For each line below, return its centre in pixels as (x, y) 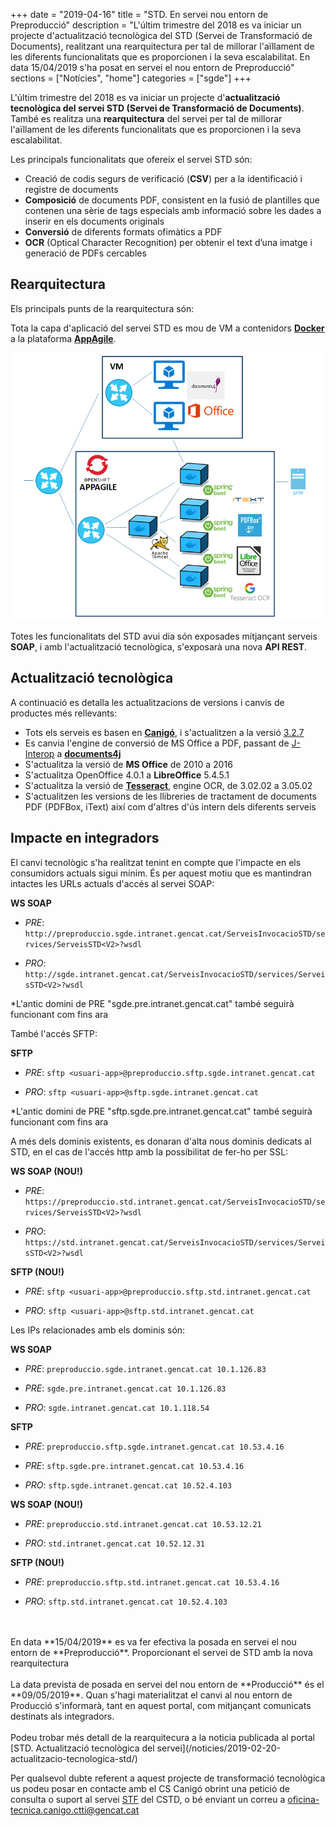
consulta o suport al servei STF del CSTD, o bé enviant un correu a (148, 1799)
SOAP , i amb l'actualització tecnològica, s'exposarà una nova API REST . (159, 646)
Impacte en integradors (85, 838)
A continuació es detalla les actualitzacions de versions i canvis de (147, 702)
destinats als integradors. (62, 1716)
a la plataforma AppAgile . (63, 338)
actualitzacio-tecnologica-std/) (74, 1758)
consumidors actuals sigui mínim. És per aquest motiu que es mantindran (161, 873)
